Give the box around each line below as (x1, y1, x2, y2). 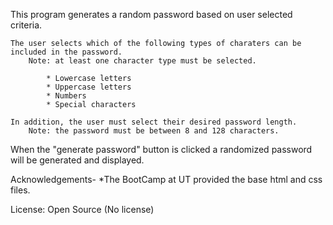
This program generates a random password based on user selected (10, 9, 293, 20)
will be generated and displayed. (10, 154, 145, 166)
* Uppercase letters (46, 82, 132, 92)
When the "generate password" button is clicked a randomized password (10, 144, 313, 155)
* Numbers (46, 91, 87, 101)
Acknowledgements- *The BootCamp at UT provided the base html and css (10, 174, 323, 185)
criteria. (10, 19, 43, 31)
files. (10, 184, 31, 196)
